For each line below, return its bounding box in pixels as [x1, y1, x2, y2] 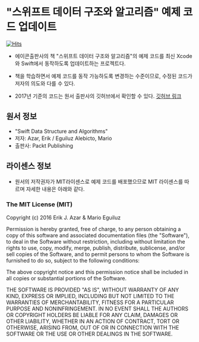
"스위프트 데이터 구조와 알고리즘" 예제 [6, 5, 181, 19]
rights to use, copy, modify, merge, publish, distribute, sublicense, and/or [6, 244, 185, 251]
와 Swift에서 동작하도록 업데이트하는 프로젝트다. [14, 60, 126, 67]
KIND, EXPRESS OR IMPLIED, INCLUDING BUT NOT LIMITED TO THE [6, 292, 175, 299]
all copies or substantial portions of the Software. [6, 274, 127, 282]
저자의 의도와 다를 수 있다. [14, 79, 75, 87]
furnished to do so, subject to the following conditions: [6, 257, 140, 264]
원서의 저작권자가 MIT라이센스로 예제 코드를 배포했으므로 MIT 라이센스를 [14, 178, 183, 185]
